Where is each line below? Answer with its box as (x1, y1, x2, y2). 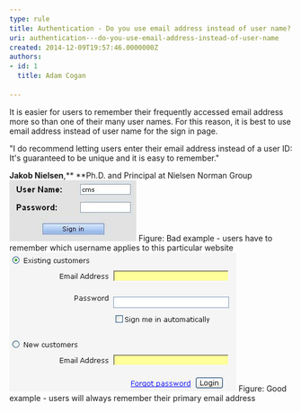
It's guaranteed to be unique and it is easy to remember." (9, 153, 220, 163)
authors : (9, 52, 42, 62)
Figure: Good (237, 382, 288, 394)
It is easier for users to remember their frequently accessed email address (9, 106, 284, 117)
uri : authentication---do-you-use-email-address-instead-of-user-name (9, 33, 279, 42)
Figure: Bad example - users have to (137, 232, 273, 243)
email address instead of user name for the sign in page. (9, 126, 218, 136)
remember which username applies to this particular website (9, 242, 234, 253)
